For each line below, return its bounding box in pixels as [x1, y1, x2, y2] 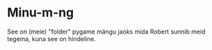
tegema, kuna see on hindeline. [7, 34, 96, 42]
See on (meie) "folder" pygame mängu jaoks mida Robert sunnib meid [7, 27, 206, 36]
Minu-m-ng [7, 5, 74, 21]
